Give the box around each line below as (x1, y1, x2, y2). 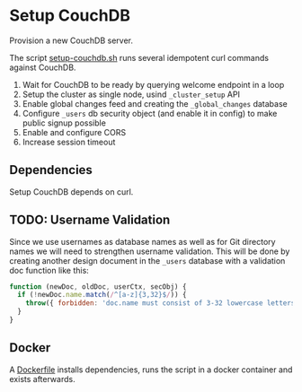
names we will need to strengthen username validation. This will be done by (9, 246, 290, 257)
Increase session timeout (22, 136, 116, 147)
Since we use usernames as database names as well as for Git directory (9, 236, 276, 247)
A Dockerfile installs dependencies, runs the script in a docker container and (9, 364, 293, 375)
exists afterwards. (9, 373, 75, 384)
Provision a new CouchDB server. (9, 35, 133, 46)
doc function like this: (9, 265, 90, 275)
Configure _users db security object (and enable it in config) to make (22, 108, 278, 118)
